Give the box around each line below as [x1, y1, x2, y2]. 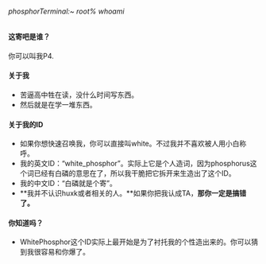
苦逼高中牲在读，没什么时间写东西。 [19, 90, 139, 99]
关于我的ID [8, 119, 44, 129]
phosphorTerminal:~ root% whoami [8, 6, 125, 16]
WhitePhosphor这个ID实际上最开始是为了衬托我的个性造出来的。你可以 [19, 237, 252, 247]
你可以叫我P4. [8, 51, 54, 60]
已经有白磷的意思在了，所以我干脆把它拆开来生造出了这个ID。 [33, 169, 236, 178]
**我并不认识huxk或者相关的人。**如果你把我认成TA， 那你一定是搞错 [19, 188, 247, 198]
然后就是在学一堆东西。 [19, 100, 97, 110]
